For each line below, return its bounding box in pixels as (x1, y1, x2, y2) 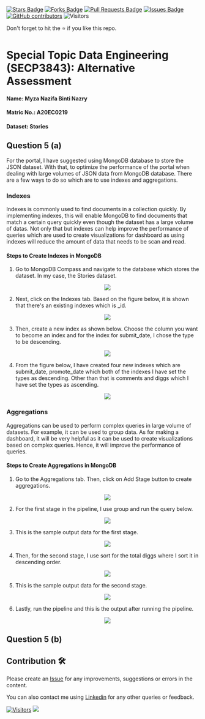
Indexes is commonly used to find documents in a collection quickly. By (6, 206, 187, 213)
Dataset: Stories (6, 122, 49, 130)
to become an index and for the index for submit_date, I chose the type (15, 332, 194, 339)
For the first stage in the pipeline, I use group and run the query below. (15, 505, 193, 512)
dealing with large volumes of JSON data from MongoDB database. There (6, 170, 192, 177)
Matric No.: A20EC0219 (6, 109, 69, 116)
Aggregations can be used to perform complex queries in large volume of (6, 422, 192, 429)
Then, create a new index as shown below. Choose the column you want (15, 325, 198, 333)
